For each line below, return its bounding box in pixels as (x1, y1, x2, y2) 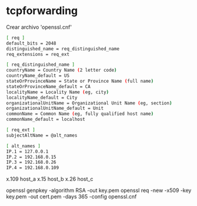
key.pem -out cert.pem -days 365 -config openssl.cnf (6, 193, 137, 200)
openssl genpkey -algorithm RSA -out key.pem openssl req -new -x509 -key (6, 187, 192, 194)
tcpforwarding (6, 4, 78, 18)
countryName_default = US (6, 73, 69, 79)
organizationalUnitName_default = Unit (6, 106, 104, 112)
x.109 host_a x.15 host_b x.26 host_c (6, 175, 94, 183)
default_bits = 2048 (6, 40, 57, 46)
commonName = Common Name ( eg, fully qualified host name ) (6, 111, 154, 117)
